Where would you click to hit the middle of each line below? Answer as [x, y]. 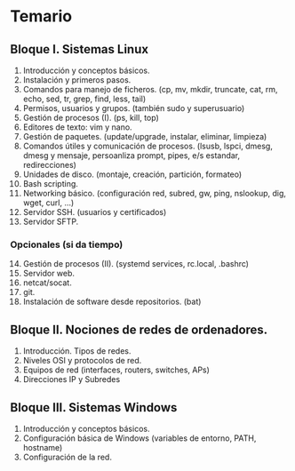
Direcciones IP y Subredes [72, 379]
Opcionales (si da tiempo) [67, 244]
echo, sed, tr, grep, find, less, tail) [84, 99]
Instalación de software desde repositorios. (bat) [112, 302]
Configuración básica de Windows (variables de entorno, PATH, [140, 438]
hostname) [43, 447]
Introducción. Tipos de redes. [77, 351]
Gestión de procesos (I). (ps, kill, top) [91, 118]
